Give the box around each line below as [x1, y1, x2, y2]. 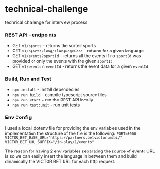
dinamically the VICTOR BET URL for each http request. [5, 158, 116, 164]
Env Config [5, 114, 32, 121]
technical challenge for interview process [5, 19, 88, 25]
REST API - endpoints [5, 32, 57, 38]
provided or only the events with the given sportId [12, 58, 113, 64]
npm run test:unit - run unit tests [12, 102, 80, 108]
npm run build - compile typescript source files [12, 91, 107, 98]
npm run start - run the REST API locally [12, 97, 94, 102]
